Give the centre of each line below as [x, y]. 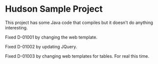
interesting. [16, 27]
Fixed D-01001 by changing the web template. [51, 37]
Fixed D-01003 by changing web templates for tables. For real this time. [77, 56]
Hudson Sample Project [54, 9]
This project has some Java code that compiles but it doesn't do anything [79, 22]
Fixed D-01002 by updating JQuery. [41, 46]
